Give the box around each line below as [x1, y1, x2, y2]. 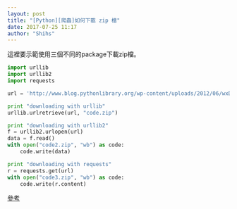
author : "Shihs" [7, 30, 55, 37]
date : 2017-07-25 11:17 [7, 23, 78, 30]
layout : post [7, 10, 46, 18]
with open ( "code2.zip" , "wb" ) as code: [7, 141, 125, 148]
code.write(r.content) [20, 180, 87, 187]
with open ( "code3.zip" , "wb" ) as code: [7, 174, 125, 181]
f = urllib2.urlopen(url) [7, 128, 83, 136]
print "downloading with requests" [7, 160, 112, 167]
